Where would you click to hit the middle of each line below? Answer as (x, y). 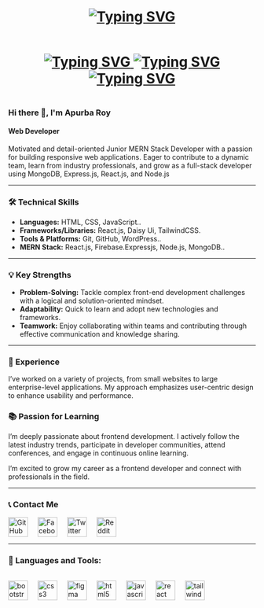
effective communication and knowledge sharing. (99, 333)
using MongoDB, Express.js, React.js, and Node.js (89, 174)
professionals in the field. (49, 477)
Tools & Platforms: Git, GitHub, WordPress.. (90, 239)
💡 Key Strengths (40, 275)
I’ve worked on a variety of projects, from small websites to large (113, 378)
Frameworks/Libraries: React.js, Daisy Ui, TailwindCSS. (110, 230)
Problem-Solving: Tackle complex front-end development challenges (132, 292)
